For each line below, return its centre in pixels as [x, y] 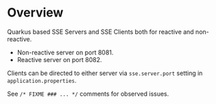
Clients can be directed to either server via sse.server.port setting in [105, 73]
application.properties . [42, 80]
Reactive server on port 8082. [59, 59]
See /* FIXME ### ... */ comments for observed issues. [88, 94]
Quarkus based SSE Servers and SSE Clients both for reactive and [100, 32]
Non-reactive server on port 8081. [65, 52]
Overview [35, 13]
